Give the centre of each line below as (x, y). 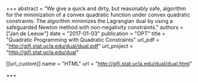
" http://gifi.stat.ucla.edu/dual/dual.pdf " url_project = (70, 46)
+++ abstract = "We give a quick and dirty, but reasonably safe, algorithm (96, 9)
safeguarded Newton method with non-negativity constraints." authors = (95, 27)
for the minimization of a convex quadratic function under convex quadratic (98, 15)
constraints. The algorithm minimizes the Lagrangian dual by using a (90, 21)
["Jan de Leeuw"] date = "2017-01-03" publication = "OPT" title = (86, 34)
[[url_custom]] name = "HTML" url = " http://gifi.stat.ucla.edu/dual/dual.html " (99, 64)
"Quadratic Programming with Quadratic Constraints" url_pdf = (83, 40)
